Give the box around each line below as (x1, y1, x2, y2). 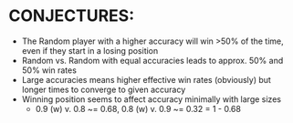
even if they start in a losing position (21, 45, 159, 56)
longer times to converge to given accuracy (21, 84, 186, 95)
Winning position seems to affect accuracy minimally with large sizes (21, 93, 282, 105)
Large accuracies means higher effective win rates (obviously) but (21, 74, 271, 85)
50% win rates (21, 65, 77, 76)
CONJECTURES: (8, 5, 134, 26)
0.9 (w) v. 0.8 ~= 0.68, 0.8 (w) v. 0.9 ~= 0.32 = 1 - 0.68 (35, 103, 241, 114)
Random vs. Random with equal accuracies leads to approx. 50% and (21, 55, 284, 66)
